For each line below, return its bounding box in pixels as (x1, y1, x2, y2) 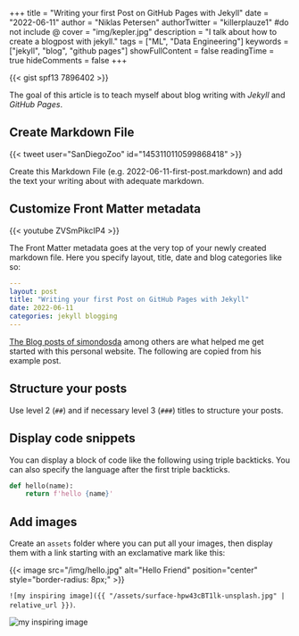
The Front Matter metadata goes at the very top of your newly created (9, 242, 267, 253)
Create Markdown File (9, 125, 135, 140)
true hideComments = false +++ (9, 55, 128, 65)
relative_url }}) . (9, 599, 76, 610)
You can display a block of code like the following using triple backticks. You (9, 455, 290, 465)
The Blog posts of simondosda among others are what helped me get (9, 336, 265, 347)
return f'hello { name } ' (25, 490, 114, 498)
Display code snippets (9, 431, 136, 446)
